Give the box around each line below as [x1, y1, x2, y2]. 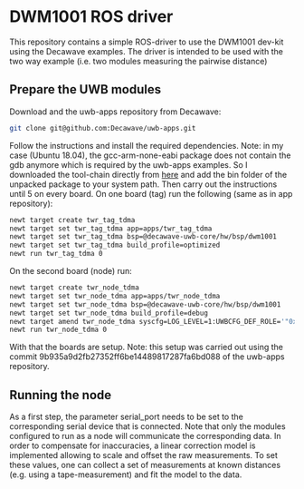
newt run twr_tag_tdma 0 [9, 249, 103, 259]
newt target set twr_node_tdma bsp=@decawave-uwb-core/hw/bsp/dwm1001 [9, 299, 281, 309]
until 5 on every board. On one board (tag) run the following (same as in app [9, 188, 293, 199]
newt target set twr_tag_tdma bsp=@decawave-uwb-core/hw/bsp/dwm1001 [9, 232, 278, 241]
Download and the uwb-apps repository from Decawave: [9, 106, 222, 117]
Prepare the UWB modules [9, 82, 161, 97]
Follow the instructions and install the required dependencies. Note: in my [9, 140, 284, 151]
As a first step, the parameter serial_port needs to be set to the [9, 411, 244, 423]
